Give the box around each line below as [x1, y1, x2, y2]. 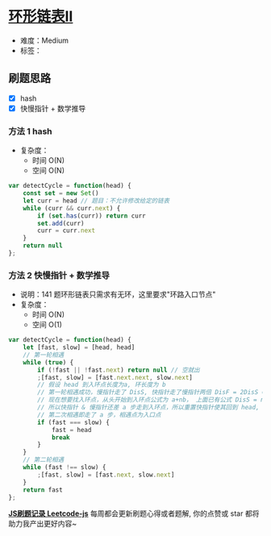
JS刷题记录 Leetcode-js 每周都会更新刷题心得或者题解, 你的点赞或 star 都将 [8, 509, 260, 518]
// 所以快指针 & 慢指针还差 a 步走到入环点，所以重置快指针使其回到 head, [37, 404, 260, 412]
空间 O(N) [31, 166, 65, 176]
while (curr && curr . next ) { [23, 204, 121, 212]
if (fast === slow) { [37, 418, 110, 426]
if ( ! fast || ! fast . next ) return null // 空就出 [37, 366, 200, 374]
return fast [23, 485, 63, 494]
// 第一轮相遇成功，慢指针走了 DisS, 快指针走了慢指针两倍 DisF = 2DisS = [37, 388, 266, 397]
